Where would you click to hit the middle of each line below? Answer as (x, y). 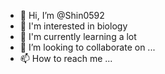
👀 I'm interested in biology (73, 26)
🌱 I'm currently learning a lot (78, 36)
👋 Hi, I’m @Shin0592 (62, 15)
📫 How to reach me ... (66, 58)
